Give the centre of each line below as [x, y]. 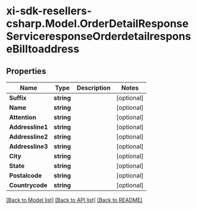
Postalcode [26, 176]
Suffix [18, 98]
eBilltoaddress [43, 49]
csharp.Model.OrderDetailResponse [97, 24]
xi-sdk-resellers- [49, 11]
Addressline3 [29, 146]
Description [94, 88]
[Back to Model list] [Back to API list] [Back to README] [74, 200]
